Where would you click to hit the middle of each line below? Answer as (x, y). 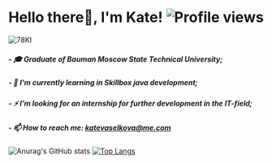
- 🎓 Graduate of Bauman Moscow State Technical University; (116, 59)
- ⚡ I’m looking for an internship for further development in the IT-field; (131, 104)
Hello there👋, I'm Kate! (86, 17)
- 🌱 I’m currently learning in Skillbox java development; (103, 82)
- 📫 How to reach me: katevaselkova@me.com (90, 127)
